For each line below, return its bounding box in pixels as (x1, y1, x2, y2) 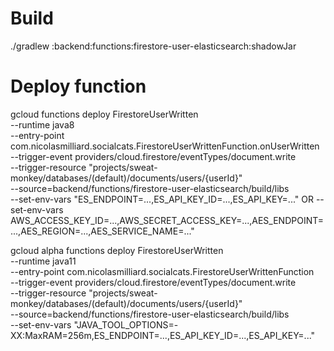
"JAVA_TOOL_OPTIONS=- (73, 318, 179, 331)
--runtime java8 (10, 118, 75, 131)
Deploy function (10, 75, 147, 98)
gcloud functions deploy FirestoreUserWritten (10, 108, 199, 120)
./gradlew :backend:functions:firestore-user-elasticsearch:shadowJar (10, 40, 297, 52)
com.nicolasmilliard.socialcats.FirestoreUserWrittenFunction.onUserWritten (10, 140, 320, 152)
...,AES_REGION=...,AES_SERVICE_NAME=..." (10, 225, 195, 237)
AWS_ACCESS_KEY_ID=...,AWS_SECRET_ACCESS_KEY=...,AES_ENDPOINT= (10, 214, 325, 226)
